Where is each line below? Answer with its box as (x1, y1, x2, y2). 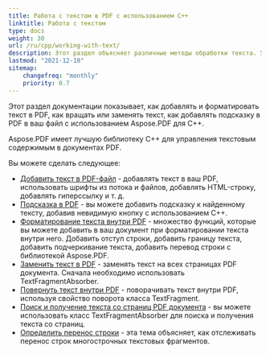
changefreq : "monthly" (22, 72, 99, 80)
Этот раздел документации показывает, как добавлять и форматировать (8, 101, 260, 111)
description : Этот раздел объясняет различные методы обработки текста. (8, 49, 257, 57)
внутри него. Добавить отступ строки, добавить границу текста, (19, 233, 243, 243)
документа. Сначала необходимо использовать (19, 267, 185, 278)
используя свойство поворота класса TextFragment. (19, 293, 201, 303)
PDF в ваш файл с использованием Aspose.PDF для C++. (8, 118, 205, 128)
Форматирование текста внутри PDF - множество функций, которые (19, 216, 257, 226)
